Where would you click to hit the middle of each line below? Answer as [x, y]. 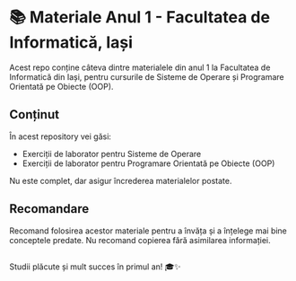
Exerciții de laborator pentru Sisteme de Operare [112, 154]
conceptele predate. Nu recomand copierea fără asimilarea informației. [140, 240]
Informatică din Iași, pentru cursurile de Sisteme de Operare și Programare [147, 76]
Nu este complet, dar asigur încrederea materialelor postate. [121, 180]
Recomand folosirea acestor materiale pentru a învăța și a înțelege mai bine [148, 231]
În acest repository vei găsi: [61, 136]
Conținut [35, 114]
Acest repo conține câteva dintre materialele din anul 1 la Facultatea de [140, 67]
